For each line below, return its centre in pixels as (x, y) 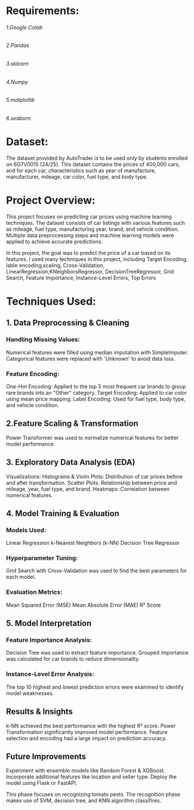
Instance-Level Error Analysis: (50, 674)
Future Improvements (46, 756)
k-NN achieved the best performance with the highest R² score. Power (91, 726)
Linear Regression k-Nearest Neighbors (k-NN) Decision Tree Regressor (93, 543)
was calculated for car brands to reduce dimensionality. (73, 659)
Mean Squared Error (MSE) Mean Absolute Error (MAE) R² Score (84, 605)
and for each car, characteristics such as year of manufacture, (81, 170)
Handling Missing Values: (43, 340)
